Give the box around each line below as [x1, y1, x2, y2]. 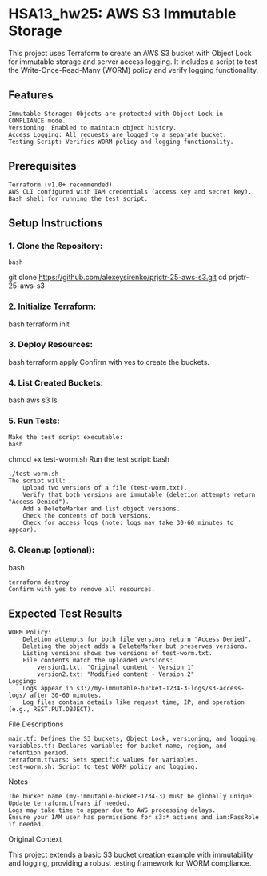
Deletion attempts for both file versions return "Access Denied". [22, 635, 252, 643]
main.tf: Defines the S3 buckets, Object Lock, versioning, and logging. [8, 734, 260, 742]
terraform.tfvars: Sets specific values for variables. [8, 755, 198, 764]
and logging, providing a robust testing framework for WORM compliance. [8, 858, 252, 868]
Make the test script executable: [8, 434, 124, 442]
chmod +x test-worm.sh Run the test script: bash [8, 454, 170, 464]
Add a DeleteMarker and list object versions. [22, 505, 181, 513]
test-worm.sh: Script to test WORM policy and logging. [8, 762, 198, 770]
